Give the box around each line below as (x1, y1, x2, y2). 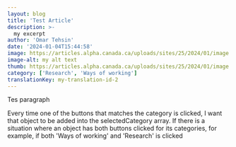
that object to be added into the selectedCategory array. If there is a (7, 117, 206, 125)
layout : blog (7, 10, 46, 18)
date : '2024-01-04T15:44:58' (7, 43, 93, 50)
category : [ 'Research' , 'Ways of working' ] (7, 69, 138, 76)
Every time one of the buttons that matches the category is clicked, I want (7, 109, 223, 117)
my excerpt (13, 30, 46, 37)
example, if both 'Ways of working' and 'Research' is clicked (7, 131, 184, 140)
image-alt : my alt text (7, 57, 78, 64)
